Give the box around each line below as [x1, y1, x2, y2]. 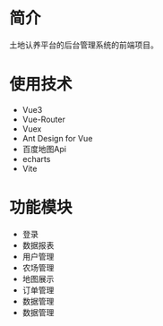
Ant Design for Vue [21, 133, 93, 143]
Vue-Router [21, 114, 65, 124]
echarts [21, 153, 51, 164]
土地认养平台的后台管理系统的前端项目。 [9, 39, 159, 50]
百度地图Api [21, 143, 67, 154]
